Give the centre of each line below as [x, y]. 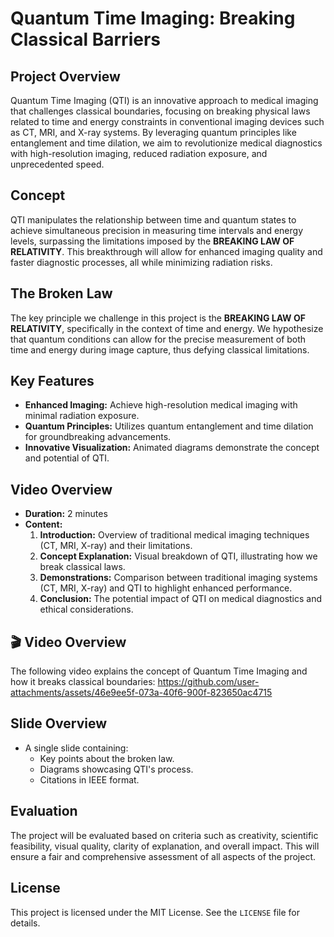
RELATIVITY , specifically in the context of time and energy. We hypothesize [167, 328]
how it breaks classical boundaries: [83, 682]
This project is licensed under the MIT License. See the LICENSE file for [155, 912]
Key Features [52, 381]
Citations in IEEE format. [89, 779]
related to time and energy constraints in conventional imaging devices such [167, 121]
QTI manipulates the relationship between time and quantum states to [153, 219]
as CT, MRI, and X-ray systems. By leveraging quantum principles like [153, 132]
